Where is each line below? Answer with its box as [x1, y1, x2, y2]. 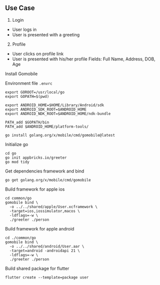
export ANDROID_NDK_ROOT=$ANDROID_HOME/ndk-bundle [5, 111, 111, 116]
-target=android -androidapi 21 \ [9, 248, 80, 253]
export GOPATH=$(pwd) [5, 94, 50, 99]
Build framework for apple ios [5, 186, 65, 192]
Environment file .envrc [5, 80, 53, 86]
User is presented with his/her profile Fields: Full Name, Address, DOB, [12, 56, 156, 62]
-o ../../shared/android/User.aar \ [9, 244, 84, 249]
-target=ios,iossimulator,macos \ [9, 208, 80, 213]
